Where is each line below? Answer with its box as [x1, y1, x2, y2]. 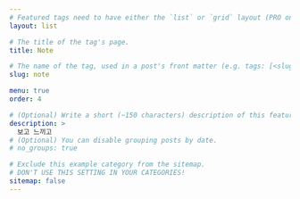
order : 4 [9, 95, 42, 104]
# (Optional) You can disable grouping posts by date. [9, 136, 218, 145]
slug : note [9, 70, 50, 79]
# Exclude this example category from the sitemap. [9, 160, 205, 170]
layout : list [9, 21, 58, 30]
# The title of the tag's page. [9, 37, 129, 46]
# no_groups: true [9, 144, 78, 153]
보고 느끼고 [17, 127, 53, 137]
